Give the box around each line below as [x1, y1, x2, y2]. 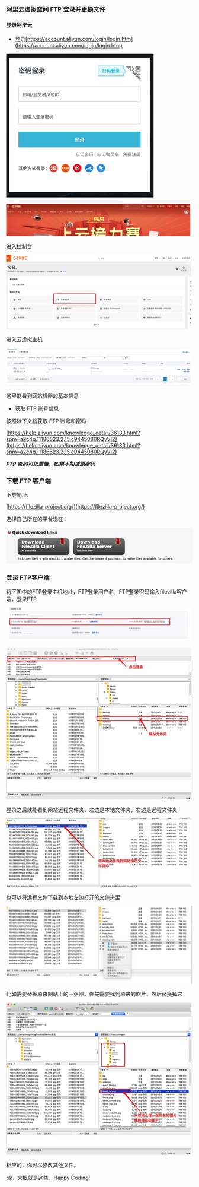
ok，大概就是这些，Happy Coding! [6, 1174, 91, 1182]
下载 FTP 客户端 [6, 477, 52, 485]
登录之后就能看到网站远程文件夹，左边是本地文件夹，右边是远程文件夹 [6, 806, 178, 814]
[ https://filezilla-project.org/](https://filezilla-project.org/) [6, 503, 145, 510]
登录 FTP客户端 [6, 573, 50, 582]
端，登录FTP [6, 595, 37, 603]
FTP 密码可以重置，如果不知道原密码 [6, 461, 95, 468]
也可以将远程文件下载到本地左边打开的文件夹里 [6, 894, 120, 901]
